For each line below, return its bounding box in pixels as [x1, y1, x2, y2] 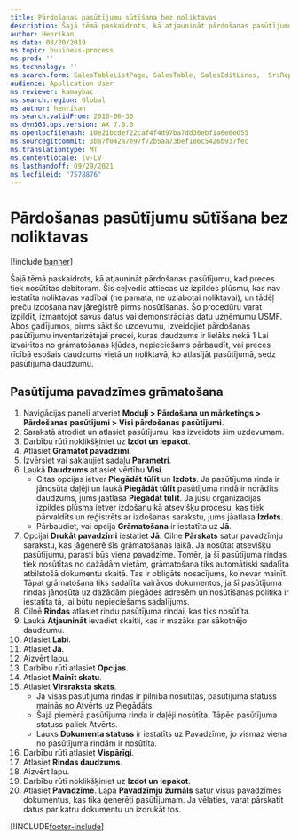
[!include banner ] [10, 257, 74, 267]
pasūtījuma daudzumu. [10, 359, 94, 369]
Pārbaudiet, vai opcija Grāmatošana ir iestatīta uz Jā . [35, 521, 232, 531]
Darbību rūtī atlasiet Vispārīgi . [22, 748, 135, 757]
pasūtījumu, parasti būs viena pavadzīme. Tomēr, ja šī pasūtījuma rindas [22, 550, 287, 559]
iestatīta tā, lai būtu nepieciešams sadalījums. [22, 597, 190, 606]
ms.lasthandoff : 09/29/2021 [10, 162, 114, 170]
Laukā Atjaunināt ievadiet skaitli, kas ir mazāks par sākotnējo [22, 615, 248, 626]
